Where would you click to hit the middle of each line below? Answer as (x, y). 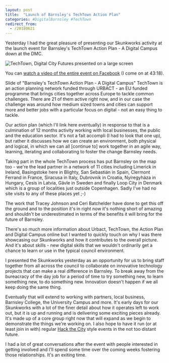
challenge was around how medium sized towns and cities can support (79, 104)
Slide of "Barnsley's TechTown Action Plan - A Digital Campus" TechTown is (84, 83)
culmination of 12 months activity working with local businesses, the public (83, 130)
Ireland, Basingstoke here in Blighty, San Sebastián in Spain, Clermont (78, 172)
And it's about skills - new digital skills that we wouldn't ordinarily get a (79, 246)
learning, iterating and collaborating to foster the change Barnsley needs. (81, 152)
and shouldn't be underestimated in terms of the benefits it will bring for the (84, 214)
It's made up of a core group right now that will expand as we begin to (78, 319)
